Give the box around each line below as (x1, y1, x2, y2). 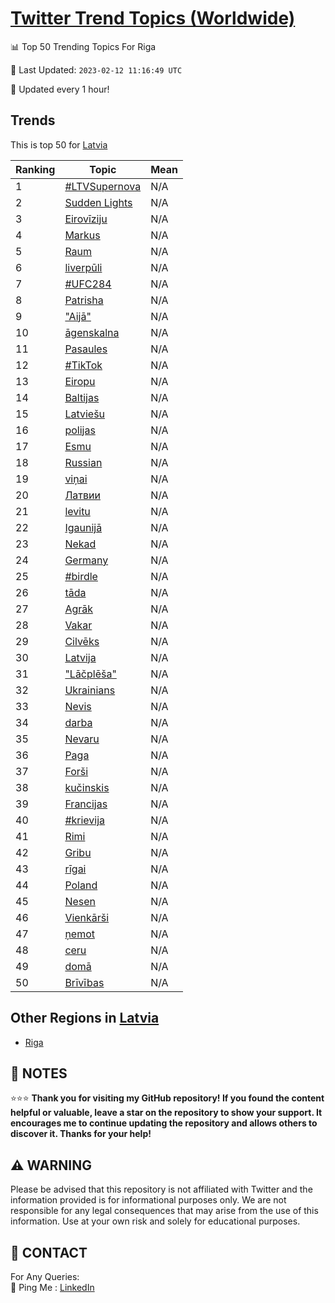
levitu (64, 504, 91, 518)
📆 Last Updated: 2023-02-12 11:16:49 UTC (10, 63, 183, 76)
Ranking (15, 162, 56, 176)
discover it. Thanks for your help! (10, 1128, 152, 1140)
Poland (64, 878, 98, 892)
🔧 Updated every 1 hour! (10, 83, 110, 95)
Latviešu (64, 407, 106, 421)
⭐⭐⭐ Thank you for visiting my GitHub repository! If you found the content (10, 1092, 325, 1104)
